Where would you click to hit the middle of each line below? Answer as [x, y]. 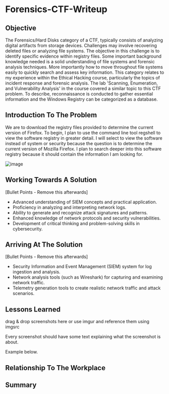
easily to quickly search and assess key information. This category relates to [85, 72]
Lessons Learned [33, 309]
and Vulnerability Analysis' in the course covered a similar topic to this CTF [83, 89]
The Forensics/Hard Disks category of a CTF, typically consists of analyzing [84, 40]
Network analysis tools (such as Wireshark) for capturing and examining [88, 277]
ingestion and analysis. [36, 272]
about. [12, 342]
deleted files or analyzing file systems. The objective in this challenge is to [82, 51]
